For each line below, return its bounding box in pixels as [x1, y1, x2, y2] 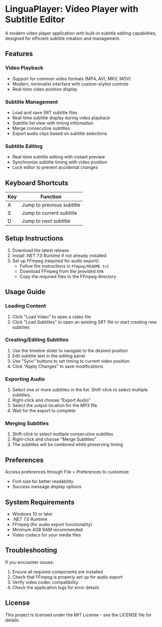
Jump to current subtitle [21, 210, 77, 217]
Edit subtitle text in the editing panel [12, 353, 85, 359]
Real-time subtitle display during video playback [12, 115, 110, 121]
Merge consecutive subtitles [12, 125, 70, 131]
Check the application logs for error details [12, 584, 99, 590]
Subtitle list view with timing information [12, 120, 94, 126]
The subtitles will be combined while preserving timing [12, 441, 123, 447]
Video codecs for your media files [12, 532, 81, 538]
